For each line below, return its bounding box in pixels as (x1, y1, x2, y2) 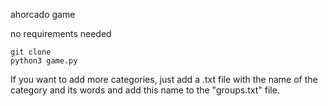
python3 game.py (10, 56, 78, 66)
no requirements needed (10, 28, 112, 39)
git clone (10, 47, 52, 57)
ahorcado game (10, 9, 76, 20)
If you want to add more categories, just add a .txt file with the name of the (10, 74, 318, 85)
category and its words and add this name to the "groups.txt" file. (10, 84, 280, 96)
